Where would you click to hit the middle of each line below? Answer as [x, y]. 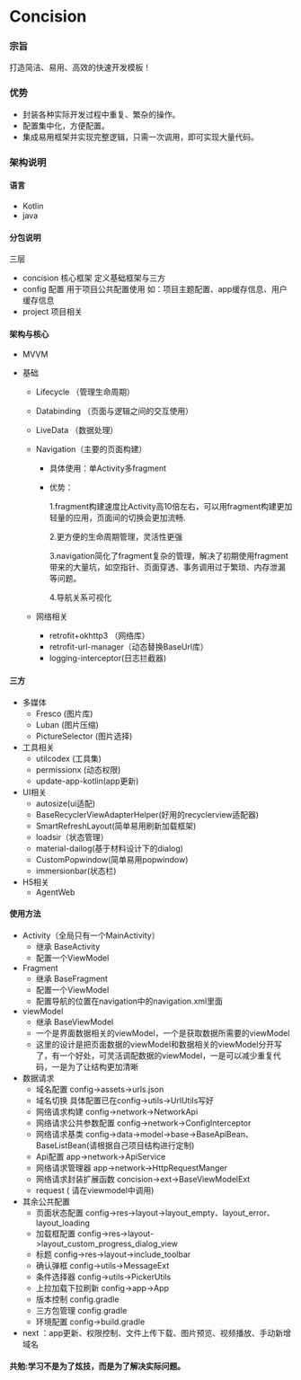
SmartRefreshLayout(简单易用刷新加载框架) [116, 826]
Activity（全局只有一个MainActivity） [91, 935]
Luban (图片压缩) [67, 724]
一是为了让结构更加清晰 [95, 1066]
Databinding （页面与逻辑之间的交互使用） [115, 411]
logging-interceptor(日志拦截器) [108, 659]
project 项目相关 [52, 312]
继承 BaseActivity [68, 946]
